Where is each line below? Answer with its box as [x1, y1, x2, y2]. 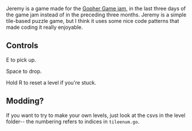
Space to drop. [6, 68, 42, 75]
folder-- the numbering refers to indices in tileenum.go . [6, 117, 139, 125]
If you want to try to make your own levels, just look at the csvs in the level [6, 112, 186, 119]
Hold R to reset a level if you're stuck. [6, 79, 97, 86]
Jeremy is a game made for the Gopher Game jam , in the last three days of [6, 5, 186, 12]
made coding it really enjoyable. [6, 23, 83, 31]
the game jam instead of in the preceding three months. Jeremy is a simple [6, 11, 187, 18]
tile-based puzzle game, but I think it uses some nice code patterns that [6, 18, 180, 24]
